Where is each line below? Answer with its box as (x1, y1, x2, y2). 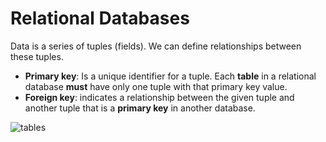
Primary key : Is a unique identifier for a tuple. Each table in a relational (24, 70, 317, 82)
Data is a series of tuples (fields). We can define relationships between (10, 40, 302, 52)
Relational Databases (10, 7, 190, 30)
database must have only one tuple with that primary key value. (24, 80, 288, 92)
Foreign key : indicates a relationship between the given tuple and (24, 91, 295, 103)
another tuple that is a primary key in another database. (24, 102, 256, 114)
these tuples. (10, 50, 64, 62)
